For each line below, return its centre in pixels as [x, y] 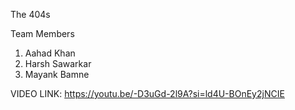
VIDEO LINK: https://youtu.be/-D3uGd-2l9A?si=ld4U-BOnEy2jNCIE [147, 93]
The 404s [30, 14]
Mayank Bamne [57, 74]
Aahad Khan [50, 53]
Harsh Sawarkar [58, 63]
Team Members [42, 33]
